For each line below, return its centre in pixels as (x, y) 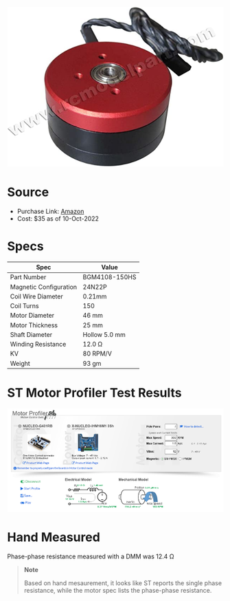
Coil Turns (24, 306)
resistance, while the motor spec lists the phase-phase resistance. (118, 590)
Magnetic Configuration (44, 287)
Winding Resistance (38, 345)
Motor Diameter (32, 316)
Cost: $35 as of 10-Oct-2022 (58, 218)
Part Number (28, 277)
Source (28, 192)
